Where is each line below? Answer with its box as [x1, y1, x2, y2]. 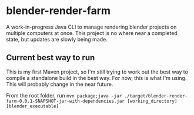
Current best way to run [6, 53, 95, 62]
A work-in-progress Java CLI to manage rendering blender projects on [6, 23, 177, 30]
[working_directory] [127, 98, 178, 104]
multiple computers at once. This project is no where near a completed [6, 29, 178, 36]
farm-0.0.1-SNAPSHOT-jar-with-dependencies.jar [6, 98, 125, 104]
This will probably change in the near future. [6, 81, 113, 88]
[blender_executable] [6, 103, 59, 109]
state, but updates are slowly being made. [6, 36, 108, 43]
